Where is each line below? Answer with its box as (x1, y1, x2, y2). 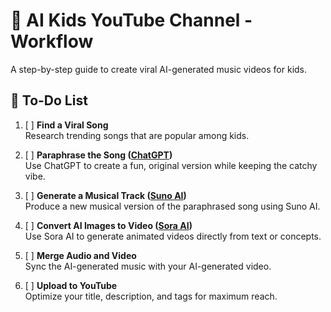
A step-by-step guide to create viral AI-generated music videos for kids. (10, 63, 308, 75)
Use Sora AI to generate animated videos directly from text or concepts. (24, 230, 322, 242)
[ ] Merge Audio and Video (24, 249, 137, 261)
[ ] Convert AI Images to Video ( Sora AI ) (24, 219, 193, 231)
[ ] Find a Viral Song (24, 119, 109, 131)
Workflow (10, 30, 94, 53)
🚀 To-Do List (10, 92, 88, 109)
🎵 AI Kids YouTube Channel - (10, 9, 253, 32)
